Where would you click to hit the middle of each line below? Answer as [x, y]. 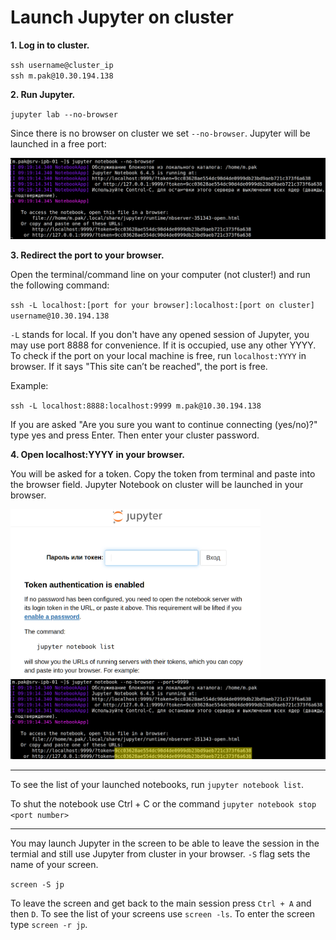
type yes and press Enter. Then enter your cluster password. [135, 435]
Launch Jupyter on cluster [122, 17]
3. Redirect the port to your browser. [87, 255]
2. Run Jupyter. [43, 94]
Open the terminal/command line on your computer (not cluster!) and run [160, 275]
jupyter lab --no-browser [64, 114]
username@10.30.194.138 [60, 316]
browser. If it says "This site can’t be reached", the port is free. [139, 367]
